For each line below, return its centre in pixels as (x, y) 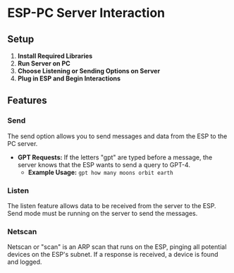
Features (27, 101)
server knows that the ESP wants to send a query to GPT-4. (104, 164)
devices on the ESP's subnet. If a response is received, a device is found (113, 255)
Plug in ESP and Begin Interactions (69, 78)
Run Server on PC (44, 63)
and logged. (25, 262)
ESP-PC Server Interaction (86, 13)
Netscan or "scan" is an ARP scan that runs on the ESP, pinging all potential (117, 247)
